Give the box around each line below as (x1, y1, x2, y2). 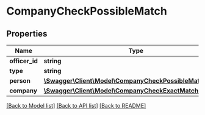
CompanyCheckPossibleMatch (6, 4, 168, 18)
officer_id (9, 57, 38, 65)
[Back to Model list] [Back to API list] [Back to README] (6, 102, 146, 109)
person (9, 77, 31, 85)
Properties (6, 29, 48, 39)
